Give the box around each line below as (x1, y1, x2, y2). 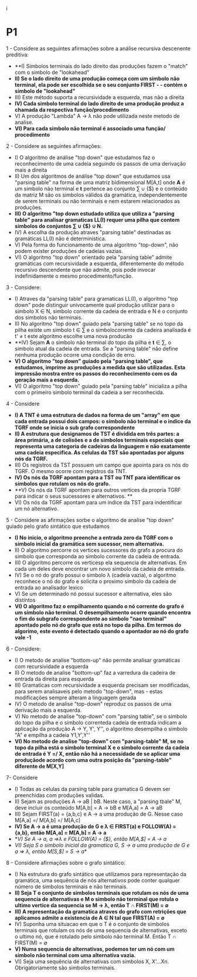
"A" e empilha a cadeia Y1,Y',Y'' (14, 731, 90, 739)
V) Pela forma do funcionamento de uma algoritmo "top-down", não (14, 241, 179, 248)
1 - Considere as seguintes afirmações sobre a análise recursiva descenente (6, 45, 191, 52)
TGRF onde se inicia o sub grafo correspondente (14, 424, 135, 431)
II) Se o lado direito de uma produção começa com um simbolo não (14, 75, 180, 82)
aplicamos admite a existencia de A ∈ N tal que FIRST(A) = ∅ (14, 914, 165, 921)
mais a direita (14, 166, 47, 173)
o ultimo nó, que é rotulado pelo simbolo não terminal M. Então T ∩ (14, 933, 176, 940)
